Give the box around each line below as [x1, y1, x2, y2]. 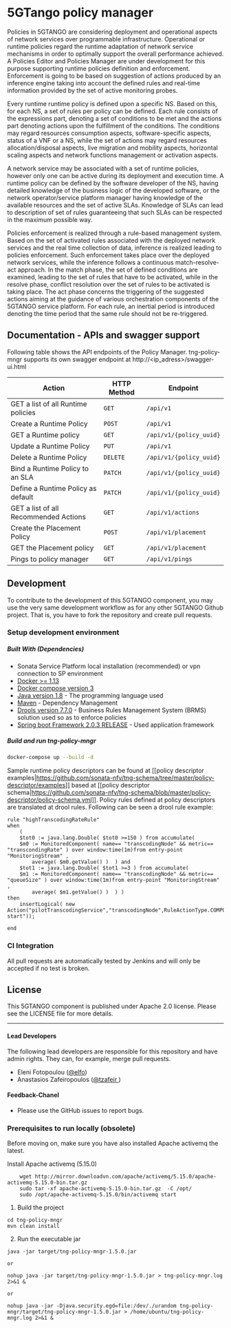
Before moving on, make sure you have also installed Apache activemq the [7, 1139, 219, 1147]
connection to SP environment [16, 670, 103, 678]
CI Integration [7, 941, 54, 951]
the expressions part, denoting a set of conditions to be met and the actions [7, 114, 222, 122]
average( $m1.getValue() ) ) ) [32, 889, 125, 896]
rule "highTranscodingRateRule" [7, 816, 100, 823]
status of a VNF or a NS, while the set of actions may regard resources [7, 136, 208, 144]
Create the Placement [10, 523, 81, 532]
